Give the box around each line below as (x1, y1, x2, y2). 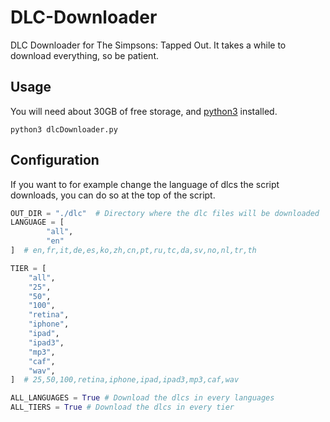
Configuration (10, 152, 100, 169)
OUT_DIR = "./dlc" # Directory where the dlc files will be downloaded (10, 208, 320, 218)
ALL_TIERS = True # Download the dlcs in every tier (10, 402, 235, 413)
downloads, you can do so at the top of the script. (10, 189, 216, 201)
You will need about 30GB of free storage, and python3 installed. (10, 105, 278, 117)
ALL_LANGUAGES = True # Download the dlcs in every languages (10, 393, 275, 403)
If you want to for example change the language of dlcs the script (10, 178, 280, 190)
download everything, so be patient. (10, 49, 160, 61)
